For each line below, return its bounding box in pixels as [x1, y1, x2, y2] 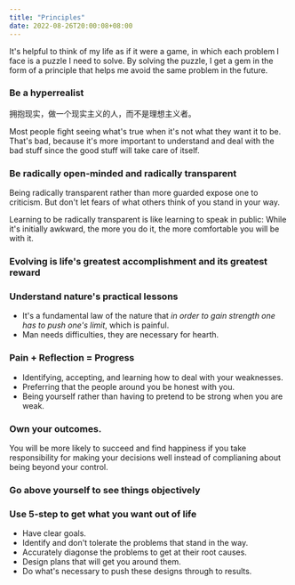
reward [9, 266, 41, 279]
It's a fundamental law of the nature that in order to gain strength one [21, 311, 275, 321]
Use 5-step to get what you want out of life [9, 508, 197, 520]
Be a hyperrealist [9, 86, 84, 99]
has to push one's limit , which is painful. [21, 320, 170, 330]
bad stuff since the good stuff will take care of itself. [9, 144, 200, 156]
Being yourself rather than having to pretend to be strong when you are [21, 391, 283, 402]
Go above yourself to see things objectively [9, 483, 201, 496]
